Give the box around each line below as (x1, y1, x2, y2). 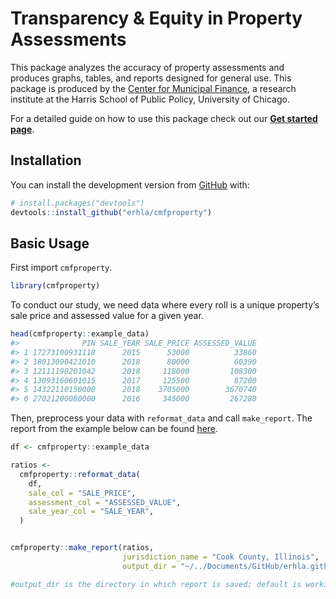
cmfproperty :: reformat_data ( (19, 469, 141, 479)
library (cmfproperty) (10, 281, 101, 291)
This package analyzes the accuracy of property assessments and (10, 61, 285, 73)
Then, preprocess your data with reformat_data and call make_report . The (10, 412, 313, 424)
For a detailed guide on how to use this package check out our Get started (10, 112, 318, 124)
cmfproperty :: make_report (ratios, (10, 543, 155, 553)
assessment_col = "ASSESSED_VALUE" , (28, 497, 182, 507)
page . (10, 123, 35, 135)
